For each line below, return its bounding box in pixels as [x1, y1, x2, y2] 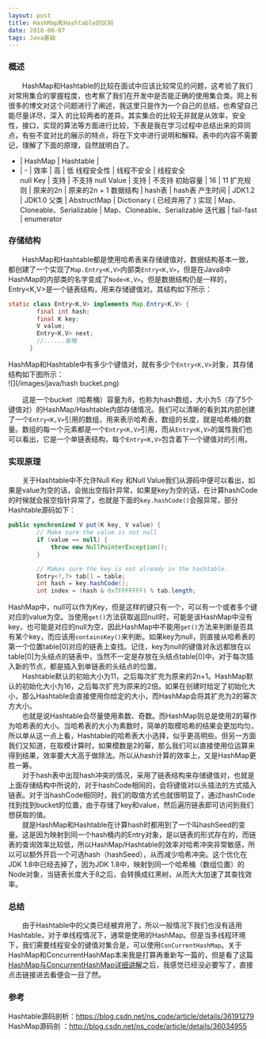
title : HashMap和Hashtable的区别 [8, 19, 114, 27]
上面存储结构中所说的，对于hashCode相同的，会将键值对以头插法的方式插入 [8, 781, 257, 790]
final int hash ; [36, 307, 90, 315]
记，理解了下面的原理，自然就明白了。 [8, 140, 133, 150]
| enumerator [19, 214, 63, 223]
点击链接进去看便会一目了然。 [8, 970, 105, 980]
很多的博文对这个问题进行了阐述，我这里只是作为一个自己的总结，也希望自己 [8, 101, 258, 110]
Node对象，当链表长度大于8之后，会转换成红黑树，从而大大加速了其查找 [8, 870, 245, 879]
